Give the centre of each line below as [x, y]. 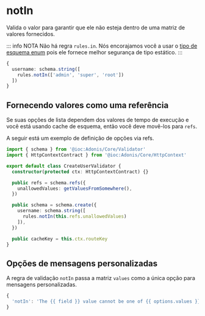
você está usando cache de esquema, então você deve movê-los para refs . [102, 126]
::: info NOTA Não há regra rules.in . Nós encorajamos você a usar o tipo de [102, 46]
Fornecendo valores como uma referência [88, 105]
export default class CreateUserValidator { [64, 166]
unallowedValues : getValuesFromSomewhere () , [75, 189]
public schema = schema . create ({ [54, 205]
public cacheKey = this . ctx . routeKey [60, 239]
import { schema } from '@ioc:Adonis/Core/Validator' [76, 149]
